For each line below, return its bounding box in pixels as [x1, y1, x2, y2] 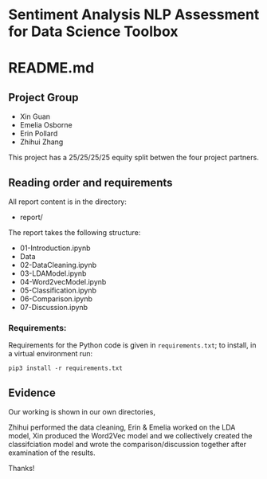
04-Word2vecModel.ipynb [19, 277, 107, 286]
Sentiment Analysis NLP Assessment [8, 6, 260, 24]
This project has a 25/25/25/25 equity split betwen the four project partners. [8, 153, 259, 163]
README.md [8, 59, 95, 77]
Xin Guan [19, 112, 50, 121]
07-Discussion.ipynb [19, 303, 88, 312]
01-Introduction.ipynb [19, 243, 91, 253]
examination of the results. [8, 448, 96, 457]
